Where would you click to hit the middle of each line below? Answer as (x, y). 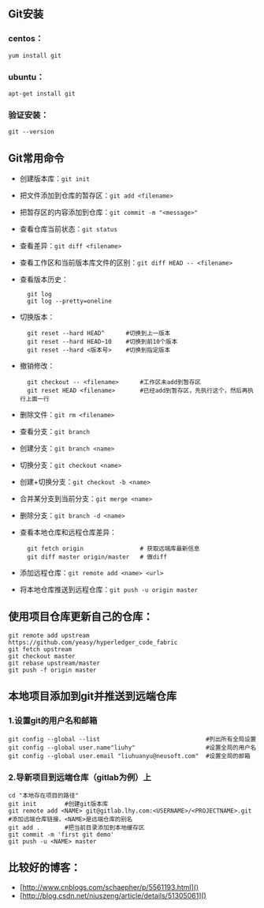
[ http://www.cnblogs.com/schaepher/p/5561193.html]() (109, 887)
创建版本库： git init (55, 179)
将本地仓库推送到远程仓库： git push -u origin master (109, 590)
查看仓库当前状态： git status (69, 229)
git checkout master (42, 656)
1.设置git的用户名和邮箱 (53, 721)
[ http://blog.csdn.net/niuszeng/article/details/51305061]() (113, 895)
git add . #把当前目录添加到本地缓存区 (76, 827)
